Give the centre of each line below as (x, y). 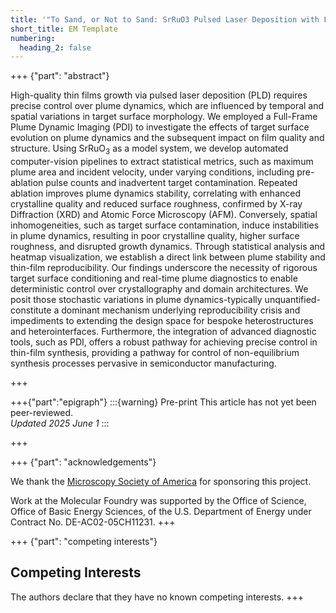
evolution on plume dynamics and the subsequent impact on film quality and (167, 138)
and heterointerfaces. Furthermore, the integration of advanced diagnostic (163, 332)
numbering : (33, 38)
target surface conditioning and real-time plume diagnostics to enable (154, 278)
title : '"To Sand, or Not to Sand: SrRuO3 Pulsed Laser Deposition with (165, 19)
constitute (31, 310)
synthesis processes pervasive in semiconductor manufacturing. (143, 363)
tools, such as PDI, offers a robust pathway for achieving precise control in (164, 342)
